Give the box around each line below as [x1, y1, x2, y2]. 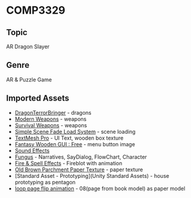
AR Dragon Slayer [6, 43, 50, 50]
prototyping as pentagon [14, 178, 76, 186]
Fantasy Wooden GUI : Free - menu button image [14, 140, 136, 147]
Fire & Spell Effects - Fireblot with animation [14, 159, 123, 166]
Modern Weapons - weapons [14, 115, 87, 122]
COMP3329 [6, 4, 65, 17]
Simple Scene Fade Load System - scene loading [14, 128, 136, 135]
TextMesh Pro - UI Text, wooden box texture [14, 134, 124, 142]
